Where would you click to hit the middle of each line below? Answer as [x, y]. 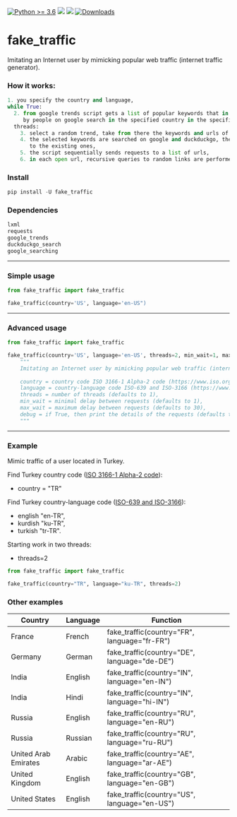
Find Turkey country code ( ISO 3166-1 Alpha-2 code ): [85, 475]
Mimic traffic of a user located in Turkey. [66, 461]
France [22, 637]
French [78, 637]
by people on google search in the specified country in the [115, 120]
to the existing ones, [63, 146]
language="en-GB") [141, 783]
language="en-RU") [141, 722]
